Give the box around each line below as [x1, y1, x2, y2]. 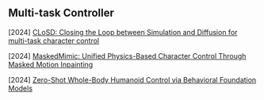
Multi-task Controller [8, 6, 115, 20]
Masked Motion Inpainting [8, 60, 94, 69]
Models [8, 83, 33, 93]
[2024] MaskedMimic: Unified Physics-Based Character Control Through [8, 51, 247, 60]
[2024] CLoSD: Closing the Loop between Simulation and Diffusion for [8, 27, 238, 37]
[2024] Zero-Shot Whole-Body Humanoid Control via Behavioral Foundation [8, 75, 257, 84]
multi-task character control [8, 36, 100, 45]
